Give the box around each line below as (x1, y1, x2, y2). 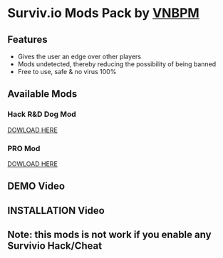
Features (7, 33, 48, 46)
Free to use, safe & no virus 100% (17, 68, 117, 76)
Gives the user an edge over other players (17, 52, 141, 61)
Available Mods (7, 88, 78, 100)
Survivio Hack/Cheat (7, 240, 102, 252)
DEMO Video (7, 180, 66, 192)
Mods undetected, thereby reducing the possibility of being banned (17, 60, 217, 68)
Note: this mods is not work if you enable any (7, 229, 212, 241)
